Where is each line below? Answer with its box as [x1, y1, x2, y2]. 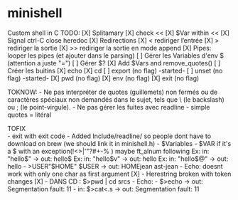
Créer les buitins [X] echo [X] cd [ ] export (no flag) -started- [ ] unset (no [7, 66, 223, 75]
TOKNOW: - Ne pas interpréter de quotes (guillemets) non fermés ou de [7, 88, 218, 96]
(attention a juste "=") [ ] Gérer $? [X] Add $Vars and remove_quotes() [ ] [7, 58, 221, 67]
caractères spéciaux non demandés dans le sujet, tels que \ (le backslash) [7, 95, 225, 104]
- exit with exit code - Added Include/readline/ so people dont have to [7, 132, 212, 140]
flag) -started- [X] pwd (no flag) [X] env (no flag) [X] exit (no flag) [7, 73, 200, 83]
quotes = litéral [7, 110, 52, 119]
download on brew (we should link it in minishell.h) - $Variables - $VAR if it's [7, 139, 232, 147]
